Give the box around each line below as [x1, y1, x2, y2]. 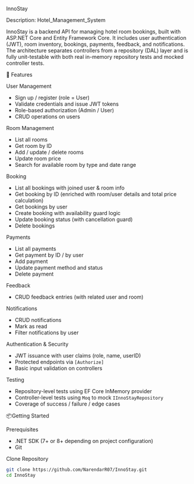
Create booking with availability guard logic [14, 210, 121, 216]
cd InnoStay [6, 472, 36, 478]
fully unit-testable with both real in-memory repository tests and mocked [6, 53, 184, 60]
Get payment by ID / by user [14, 252, 84, 258]
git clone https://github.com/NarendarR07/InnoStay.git [6, 467, 147, 473]
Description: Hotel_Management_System [6, 17, 106, 23]
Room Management [6, 125, 55, 131]
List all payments [14, 245, 56, 252]
